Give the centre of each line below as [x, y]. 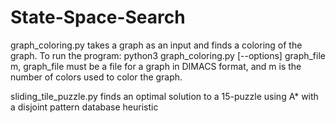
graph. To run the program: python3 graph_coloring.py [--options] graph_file [168, 55]
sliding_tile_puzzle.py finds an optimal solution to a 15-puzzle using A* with [164, 96]
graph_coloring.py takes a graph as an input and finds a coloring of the [156, 45]
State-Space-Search [98, 17]
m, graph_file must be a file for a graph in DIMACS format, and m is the [156, 66]
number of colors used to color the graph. [96, 77]
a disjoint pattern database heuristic [84, 107]
